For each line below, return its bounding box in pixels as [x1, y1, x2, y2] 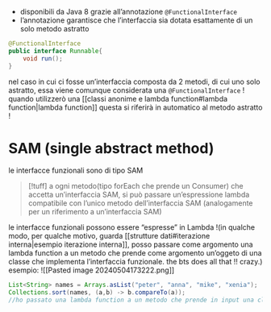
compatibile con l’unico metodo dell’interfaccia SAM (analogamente [27, 198, 253, 208]
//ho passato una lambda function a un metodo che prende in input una [8, 296, 254, 305]
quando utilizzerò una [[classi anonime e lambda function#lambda [8, 94, 228, 103]
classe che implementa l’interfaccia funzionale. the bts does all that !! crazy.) [8, 257, 263, 267]
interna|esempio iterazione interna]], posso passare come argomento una [8, 239, 253, 249]
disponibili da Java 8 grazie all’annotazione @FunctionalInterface [19, 7, 238, 16]
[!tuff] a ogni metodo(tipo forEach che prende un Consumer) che [27, 181, 244, 191]
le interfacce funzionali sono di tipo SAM [8, 165, 144, 176]
